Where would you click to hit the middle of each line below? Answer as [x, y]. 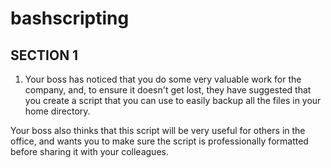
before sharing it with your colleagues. [89, 151]
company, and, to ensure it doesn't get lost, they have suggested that [168, 90]
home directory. [57, 111]
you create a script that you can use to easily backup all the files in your [173, 100]
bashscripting [70, 18]
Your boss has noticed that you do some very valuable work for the [163, 79]
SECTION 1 [44, 55]
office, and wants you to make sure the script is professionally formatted [159, 141]
